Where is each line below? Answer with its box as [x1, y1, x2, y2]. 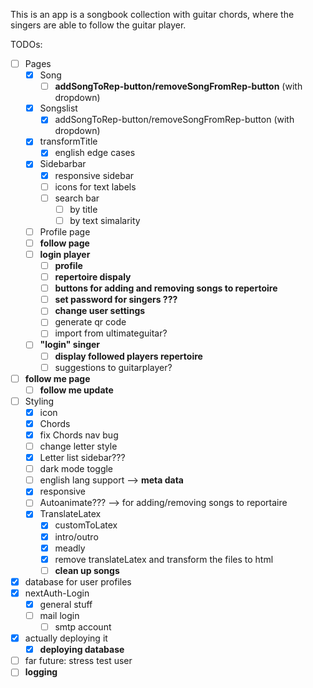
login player [39, 248, 91, 260]
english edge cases [54, 147, 136, 159]
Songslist [39, 102, 78, 114]
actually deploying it [24, 632, 108, 644]
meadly [54, 542, 86, 554]
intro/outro [54, 530, 99, 543]
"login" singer [39, 339, 101, 351]
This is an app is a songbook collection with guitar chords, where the [10, 9, 295, 20]
